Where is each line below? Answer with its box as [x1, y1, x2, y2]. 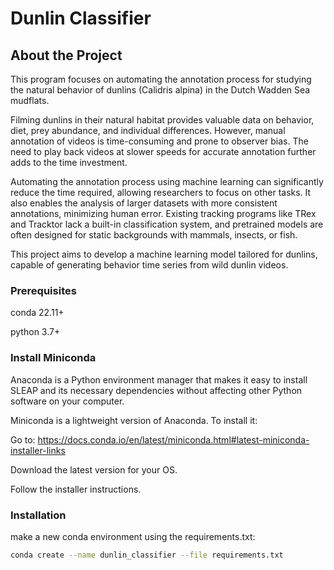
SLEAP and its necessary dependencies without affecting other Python [10, 384, 303, 396]
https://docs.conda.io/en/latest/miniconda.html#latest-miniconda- [37, 433, 310, 446]
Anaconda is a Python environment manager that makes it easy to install [10, 373, 308, 386]
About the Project [10, 47, 123, 64]
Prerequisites [10, 283, 77, 297]
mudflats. [10, 95, 50, 106]
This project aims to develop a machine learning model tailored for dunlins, [10, 248, 318, 260]
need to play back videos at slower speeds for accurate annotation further [10, 146, 317, 157]
